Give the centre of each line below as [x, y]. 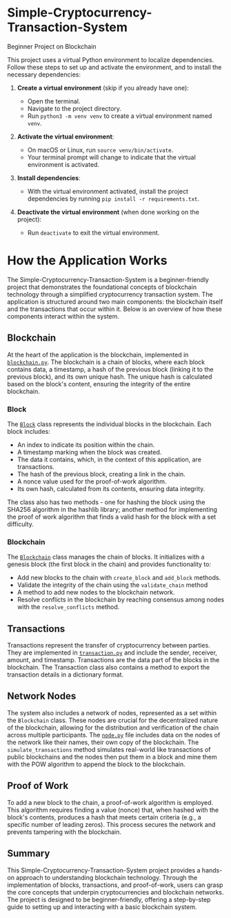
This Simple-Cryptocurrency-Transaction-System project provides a [104, 870]
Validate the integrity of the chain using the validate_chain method [112, 585]
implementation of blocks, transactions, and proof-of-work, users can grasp [115, 885]
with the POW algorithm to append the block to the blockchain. [97, 764]
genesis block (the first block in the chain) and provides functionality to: [109, 564]
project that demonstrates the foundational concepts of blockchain [102, 287]
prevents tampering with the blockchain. [64, 832]
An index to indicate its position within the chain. [86, 445]
